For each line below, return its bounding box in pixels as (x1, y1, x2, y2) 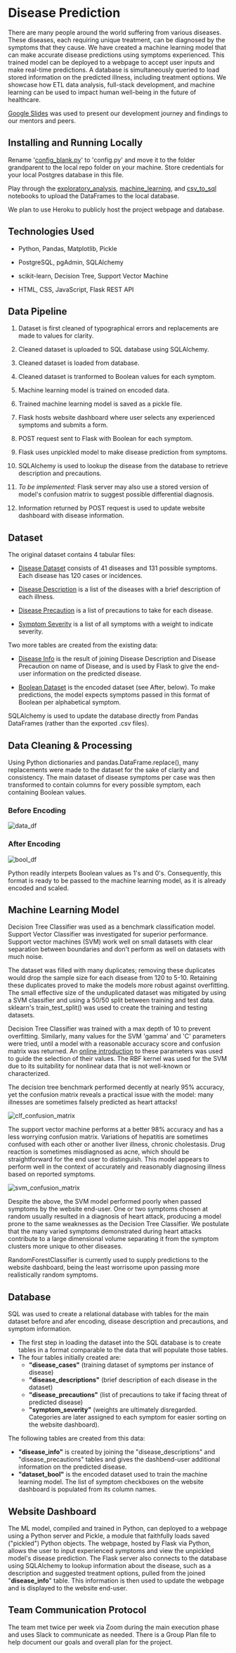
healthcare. (8, 95, 41, 103)
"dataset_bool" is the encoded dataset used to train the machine (18, 1470, 208, 1479)
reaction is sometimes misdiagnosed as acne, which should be (8, 1147, 190, 1156)
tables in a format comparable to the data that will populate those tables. (18, 1346, 228, 1354)
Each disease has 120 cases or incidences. (18, 572, 143, 580)
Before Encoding (8, 805, 66, 815)
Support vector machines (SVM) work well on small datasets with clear (8, 937, 213, 946)
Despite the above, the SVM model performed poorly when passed (8, 1197, 202, 1206)
